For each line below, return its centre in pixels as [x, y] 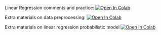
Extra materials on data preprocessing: [45, 17]
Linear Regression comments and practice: [50, 8]
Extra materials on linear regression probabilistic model [62, 27]
